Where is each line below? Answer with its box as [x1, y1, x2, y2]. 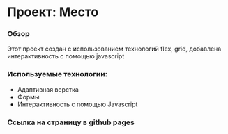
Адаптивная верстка [17, 85, 79, 94]
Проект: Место [7, 4, 99, 20]
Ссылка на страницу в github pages [7, 117, 135, 127]
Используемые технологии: [7, 69, 108, 79]
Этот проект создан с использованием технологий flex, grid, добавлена [7, 44, 222, 53]
